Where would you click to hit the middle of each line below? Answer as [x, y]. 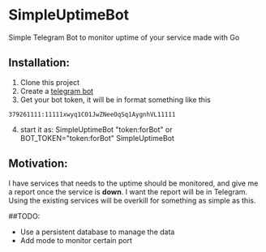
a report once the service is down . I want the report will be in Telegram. [128, 191]
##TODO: [24, 216]
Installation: [39, 63]
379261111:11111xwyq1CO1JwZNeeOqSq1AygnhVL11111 [92, 114]
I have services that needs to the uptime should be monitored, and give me [133, 183]
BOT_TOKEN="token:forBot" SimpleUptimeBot [97, 138]
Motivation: [38, 164]
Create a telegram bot [57, 91]
